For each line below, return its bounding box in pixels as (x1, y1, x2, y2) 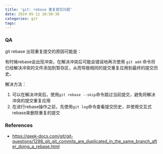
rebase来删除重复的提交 (12, 110, 61, 116)
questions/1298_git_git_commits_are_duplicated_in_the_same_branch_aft (12, 138, 158, 144)
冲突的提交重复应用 (12, 98, 51, 103)
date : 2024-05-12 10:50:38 (5, 12, 60, 17)
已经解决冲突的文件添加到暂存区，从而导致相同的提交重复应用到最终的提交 (5, 65, 154, 70)
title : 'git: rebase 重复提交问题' (5, 7, 73, 12)
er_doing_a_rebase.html (12, 143, 60, 149)
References (5, 122, 33, 129)
